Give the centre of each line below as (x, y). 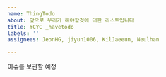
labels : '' (23, 33)
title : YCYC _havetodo (41, 27)
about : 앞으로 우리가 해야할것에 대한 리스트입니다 (71, 20)
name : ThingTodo (31, 14)
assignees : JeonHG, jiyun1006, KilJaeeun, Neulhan (83, 40)
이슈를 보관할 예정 (32, 66)
